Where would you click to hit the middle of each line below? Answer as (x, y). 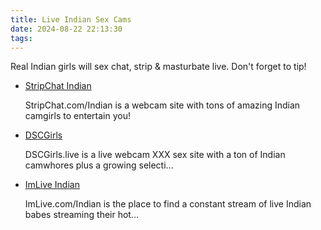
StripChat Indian (58, 86)
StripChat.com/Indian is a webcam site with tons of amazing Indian (162, 105)
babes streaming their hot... (82, 215)
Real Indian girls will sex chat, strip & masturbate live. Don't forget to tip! (158, 67)
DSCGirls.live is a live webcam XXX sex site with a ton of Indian (155, 155)
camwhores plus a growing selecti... (99, 165)
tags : (21, 38)
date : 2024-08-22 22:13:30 (66, 29)
